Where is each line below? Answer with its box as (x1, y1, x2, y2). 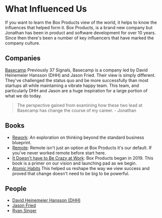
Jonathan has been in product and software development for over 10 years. (5, 30, 156, 35)
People (5, 184, 27, 193)
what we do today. (5, 93, 42, 99)
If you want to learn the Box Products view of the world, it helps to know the (5, 19, 157, 25)
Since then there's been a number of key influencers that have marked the (5, 35, 154, 41)
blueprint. (12, 139, 32, 145)
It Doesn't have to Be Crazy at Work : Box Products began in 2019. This (12, 155, 154, 161)
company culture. (5, 40, 40, 46)
